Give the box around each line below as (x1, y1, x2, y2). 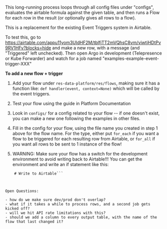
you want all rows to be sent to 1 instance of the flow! (12, 141, 122, 147)
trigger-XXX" (5, 61, 32, 66)
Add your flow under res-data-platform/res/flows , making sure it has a (12, 80, 160, 86)
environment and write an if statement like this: (12, 161, 109, 167)
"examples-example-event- (102, 55, 160, 61)
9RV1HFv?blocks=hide (5, 45, 51, 50)
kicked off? (5, 206, 30, 211)
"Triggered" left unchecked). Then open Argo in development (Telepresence (5, 50, 162, 56)
